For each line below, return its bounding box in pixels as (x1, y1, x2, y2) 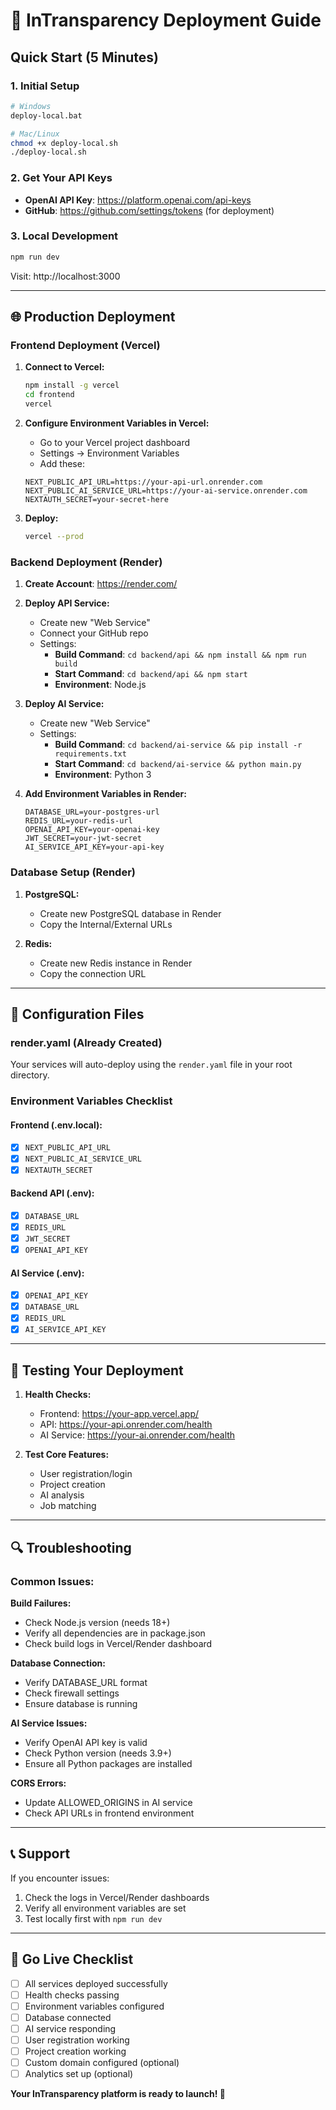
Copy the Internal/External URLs (39, 918, 173, 930)
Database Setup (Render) (10, 865, 136, 879)
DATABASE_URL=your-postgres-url (24, 807, 160, 818)
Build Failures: (10, 1597, 72, 1609)
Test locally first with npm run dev (24, 1912, 163, 1924)
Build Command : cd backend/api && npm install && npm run (54, 649, 307, 661)
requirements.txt (54, 749, 127, 759)
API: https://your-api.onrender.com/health (39, 1419, 213, 1431)
